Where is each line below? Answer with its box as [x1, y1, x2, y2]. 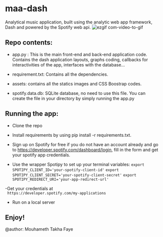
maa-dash [5, 3, 48, 14]
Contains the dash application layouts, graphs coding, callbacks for [12, 57, 148, 63]
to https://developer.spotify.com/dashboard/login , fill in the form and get [12, 147, 159, 152]
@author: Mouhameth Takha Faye [5, 226, 73, 232]
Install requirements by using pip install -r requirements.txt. [12, 132, 132, 138]
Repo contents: [5, 39, 53, 47]
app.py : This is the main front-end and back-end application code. [12, 51, 148, 57]
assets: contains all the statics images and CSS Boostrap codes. [12, 81, 142, 86]
